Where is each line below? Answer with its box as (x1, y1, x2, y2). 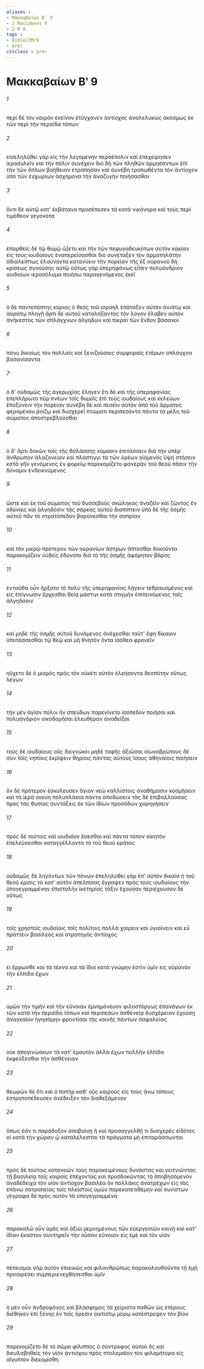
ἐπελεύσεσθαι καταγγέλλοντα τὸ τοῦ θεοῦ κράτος (6, 839, 135, 847)
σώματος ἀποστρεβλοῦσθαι (6, 415, 78, 422)
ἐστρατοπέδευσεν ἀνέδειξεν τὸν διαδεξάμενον (6, 1094, 127, 1102)
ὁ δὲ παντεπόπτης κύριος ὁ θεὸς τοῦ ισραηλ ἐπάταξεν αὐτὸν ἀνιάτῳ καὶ (6, 303, 191, 310)
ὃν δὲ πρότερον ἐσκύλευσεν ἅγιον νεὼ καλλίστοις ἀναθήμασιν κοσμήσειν (6, 787, 196, 794)
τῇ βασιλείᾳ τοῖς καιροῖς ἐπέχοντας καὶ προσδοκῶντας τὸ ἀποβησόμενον (6, 1173, 192, 1180)
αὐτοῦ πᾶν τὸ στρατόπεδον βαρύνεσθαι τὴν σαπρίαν (6, 512, 141, 519)
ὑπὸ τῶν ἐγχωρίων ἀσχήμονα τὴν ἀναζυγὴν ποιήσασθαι (6, 173, 150, 180)
